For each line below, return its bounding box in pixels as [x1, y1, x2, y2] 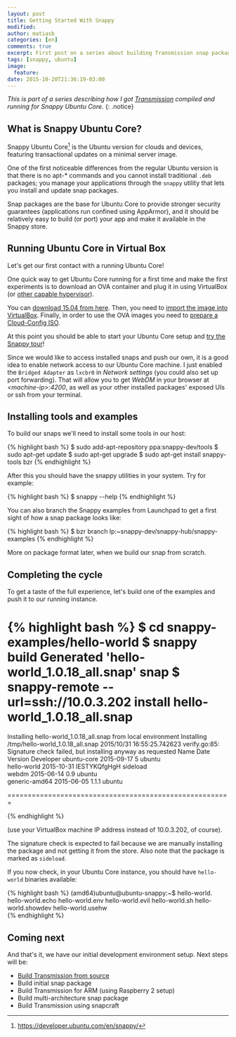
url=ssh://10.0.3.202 [7, 694, 132, 710]
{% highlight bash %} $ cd [7, 619, 164, 636]
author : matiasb [7, 30, 55, 37]
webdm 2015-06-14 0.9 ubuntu [7, 770, 98, 778]
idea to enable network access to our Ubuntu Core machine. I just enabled [7, 360, 223, 369]
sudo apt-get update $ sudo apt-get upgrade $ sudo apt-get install [7, 451, 202, 459]
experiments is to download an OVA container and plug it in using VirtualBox [7, 282, 228, 290]
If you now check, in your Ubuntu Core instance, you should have [7, 868, 197, 876]
